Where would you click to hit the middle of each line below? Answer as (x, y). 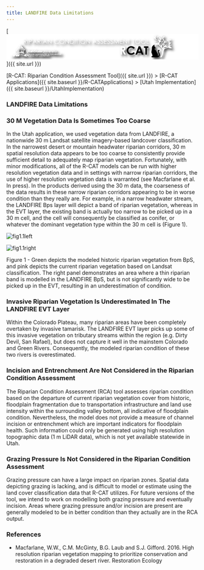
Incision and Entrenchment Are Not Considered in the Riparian (100, 370)
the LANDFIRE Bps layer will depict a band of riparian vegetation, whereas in (102, 205)
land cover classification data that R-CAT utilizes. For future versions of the (100, 493)
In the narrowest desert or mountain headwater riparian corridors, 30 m (96, 147)
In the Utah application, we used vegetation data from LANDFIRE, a (90, 133)
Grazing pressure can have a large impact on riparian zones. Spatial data (98, 480)
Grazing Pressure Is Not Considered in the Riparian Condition (98, 459)
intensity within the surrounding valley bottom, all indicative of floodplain (97, 410)
